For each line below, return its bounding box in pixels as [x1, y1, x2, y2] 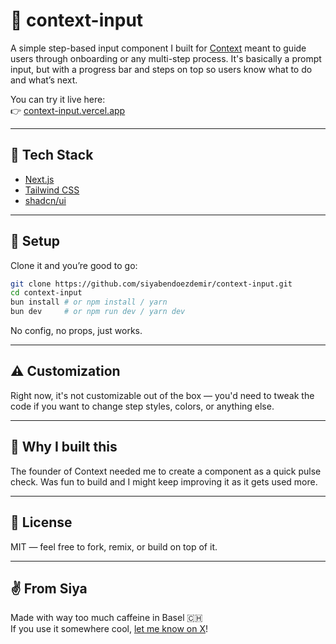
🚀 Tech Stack [10, 147, 94, 164]
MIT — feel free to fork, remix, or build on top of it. [10, 540, 218, 553]
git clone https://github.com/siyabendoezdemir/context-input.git [10, 279, 293, 289]
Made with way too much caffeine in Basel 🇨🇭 [10, 612, 203, 624]
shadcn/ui [24, 194, 67, 206]
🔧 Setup [10, 233, 61, 250]
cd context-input [10, 288, 83, 298]
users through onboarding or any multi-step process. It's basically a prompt [10, 52, 322, 64]
